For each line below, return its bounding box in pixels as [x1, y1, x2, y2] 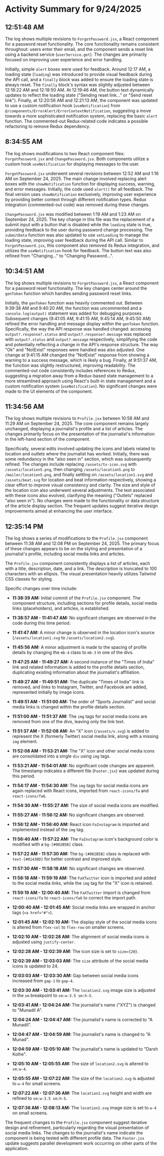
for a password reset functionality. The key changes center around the [5, 285, 147, 291]
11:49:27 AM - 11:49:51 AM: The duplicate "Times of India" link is [12, 679, 144, 685]
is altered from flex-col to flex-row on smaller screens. [12, 924, 125, 930]
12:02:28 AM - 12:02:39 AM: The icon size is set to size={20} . [12, 948, 139, 954]
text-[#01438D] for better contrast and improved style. [12, 856, 122, 862]
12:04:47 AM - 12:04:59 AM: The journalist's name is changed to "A [12, 1032, 151, 1038]
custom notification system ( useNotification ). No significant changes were [5, 383, 157, 389]
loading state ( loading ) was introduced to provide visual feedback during [5, 71, 153, 77]
